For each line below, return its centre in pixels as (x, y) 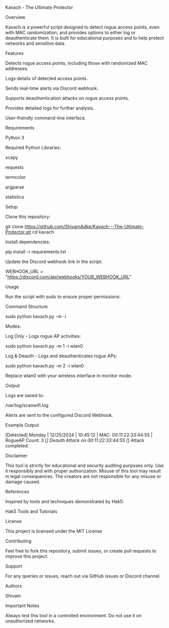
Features (15, 53)
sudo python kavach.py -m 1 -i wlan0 (44, 346)
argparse (15, 187)
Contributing (18, 541)
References (17, 492)
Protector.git (18, 232)
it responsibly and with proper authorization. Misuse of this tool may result (83, 471)
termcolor (16, 177)
